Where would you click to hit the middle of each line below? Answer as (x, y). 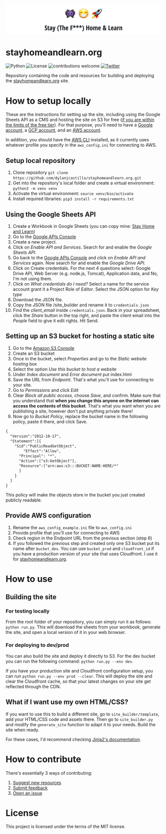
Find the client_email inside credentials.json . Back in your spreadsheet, (86, 310)
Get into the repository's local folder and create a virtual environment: (84, 183)
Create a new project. (35, 242)
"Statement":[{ (26, 441)
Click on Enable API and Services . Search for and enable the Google (82, 247)
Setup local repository (41, 160)
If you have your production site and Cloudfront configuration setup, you (79, 670)
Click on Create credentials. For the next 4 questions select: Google (82, 268)
